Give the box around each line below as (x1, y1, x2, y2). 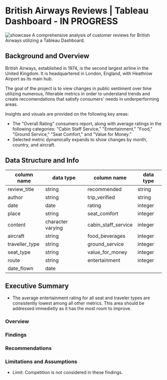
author (7, 193, 23, 200)
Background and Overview (5, 52, 89, 60)
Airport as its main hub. (5, 75, 53, 82)
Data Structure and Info (5, 156, 80, 165)
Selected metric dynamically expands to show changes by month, (12, 136, 148, 142)
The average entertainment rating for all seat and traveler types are (12, 295, 150, 301)
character (45, 218, 68, 225)
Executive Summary (5, 282, 69, 290)
